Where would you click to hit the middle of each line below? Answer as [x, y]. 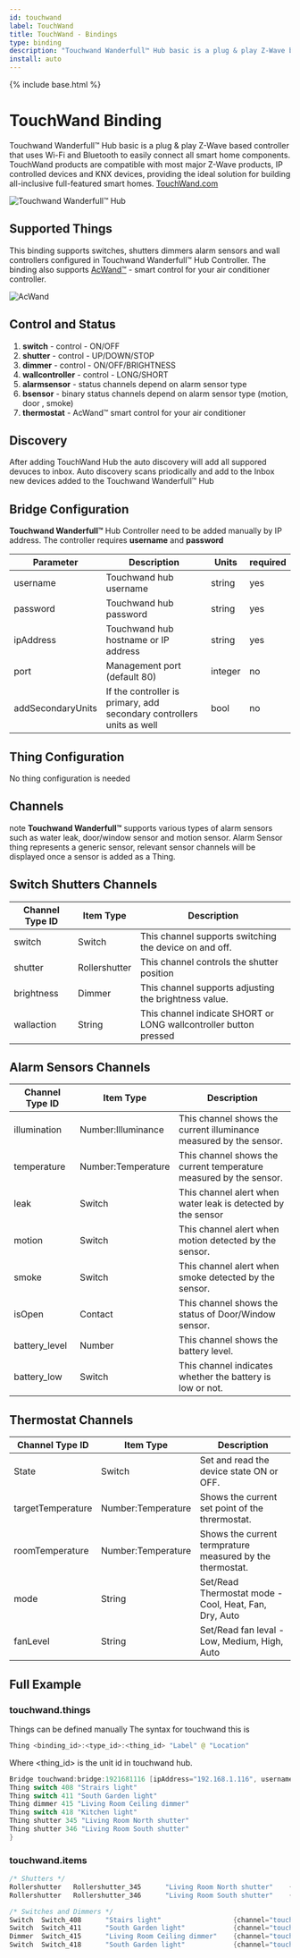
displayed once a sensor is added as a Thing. [92, 856]
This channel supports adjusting [207, 987]
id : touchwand [36, 17]
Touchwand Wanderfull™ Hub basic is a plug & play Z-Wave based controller [150, 145]
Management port [143, 665]
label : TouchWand [42, 26]
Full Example [46, 1684]
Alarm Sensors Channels [80, 1068]
